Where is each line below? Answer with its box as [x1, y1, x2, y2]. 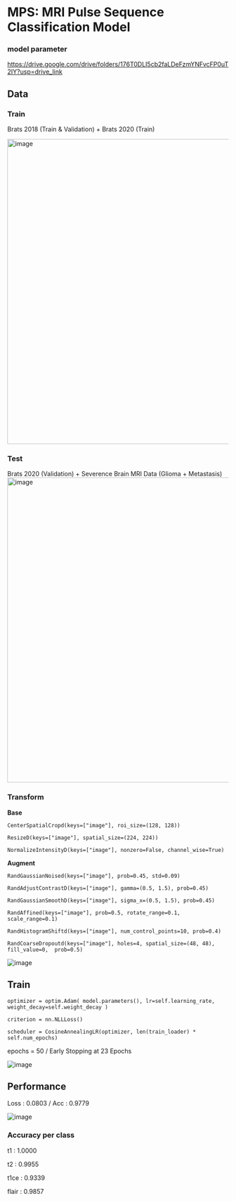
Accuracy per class [7, 1130, 75, 1140]
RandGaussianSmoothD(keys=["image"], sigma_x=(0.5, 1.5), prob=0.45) [7, 897, 216, 904]
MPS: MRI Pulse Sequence [7, 4, 165, 20]
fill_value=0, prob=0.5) [7, 946, 83, 953]
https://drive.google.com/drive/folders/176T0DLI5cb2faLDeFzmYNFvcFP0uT [7, 60, 229, 69]
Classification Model [7, 19, 131, 35]
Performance [7, 1080, 67, 1092]
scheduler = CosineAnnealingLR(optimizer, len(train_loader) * [7, 1028, 197, 1035]
